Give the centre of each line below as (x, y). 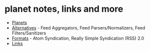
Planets (19, 23)
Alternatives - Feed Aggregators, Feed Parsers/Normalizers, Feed (78, 27)
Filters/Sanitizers (29, 33)
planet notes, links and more (64, 9)
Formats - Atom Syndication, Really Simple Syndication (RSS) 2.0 (78, 38)
